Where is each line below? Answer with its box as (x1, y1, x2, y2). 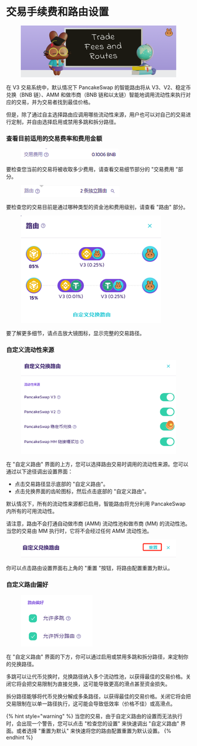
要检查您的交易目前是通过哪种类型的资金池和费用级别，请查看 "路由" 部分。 (6, 204, 189, 211)
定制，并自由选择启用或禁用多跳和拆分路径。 (11, 119, 119, 126)
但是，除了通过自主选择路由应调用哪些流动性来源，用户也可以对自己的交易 (6, 111, 186, 118)
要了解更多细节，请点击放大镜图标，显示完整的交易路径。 (6, 330, 145, 337)
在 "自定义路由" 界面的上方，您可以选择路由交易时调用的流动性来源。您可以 (6, 461, 189, 468)
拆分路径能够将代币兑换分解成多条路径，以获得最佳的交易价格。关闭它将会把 (6, 693, 191, 700)
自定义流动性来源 (6, 346, 55, 354)
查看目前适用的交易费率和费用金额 (6, 134, 103, 143)
